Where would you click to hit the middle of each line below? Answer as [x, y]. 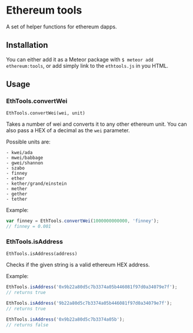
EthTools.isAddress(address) [42, 254]
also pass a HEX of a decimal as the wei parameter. [68, 130]
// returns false [27, 325]
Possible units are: [29, 142]
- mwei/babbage [25, 158]
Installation [27, 45]
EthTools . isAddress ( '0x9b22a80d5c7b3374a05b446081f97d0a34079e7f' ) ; [92, 287]
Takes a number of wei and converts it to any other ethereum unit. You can [96, 124]
